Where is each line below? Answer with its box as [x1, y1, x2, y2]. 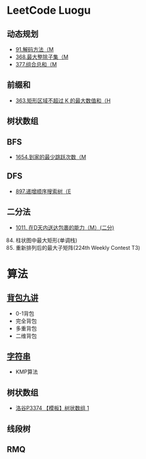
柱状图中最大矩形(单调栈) [15, 237, 78, 244]
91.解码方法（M [15, 46, 54, 53]
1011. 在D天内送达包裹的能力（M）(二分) [15, 224, 114, 231]
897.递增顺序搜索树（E [15, 188, 71, 195]
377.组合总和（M [15, 61, 57, 68]
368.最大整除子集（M [15, 53, 69, 60]
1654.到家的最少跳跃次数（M [15, 154, 86, 161]
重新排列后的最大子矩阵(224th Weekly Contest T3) [15, 244, 141, 251]
